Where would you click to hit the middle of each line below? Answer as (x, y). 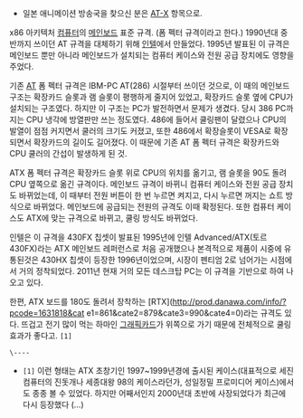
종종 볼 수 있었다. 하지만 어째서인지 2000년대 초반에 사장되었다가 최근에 (159, 393)
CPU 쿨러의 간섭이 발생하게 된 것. (68, 153)
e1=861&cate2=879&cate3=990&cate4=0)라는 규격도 (185, 313)
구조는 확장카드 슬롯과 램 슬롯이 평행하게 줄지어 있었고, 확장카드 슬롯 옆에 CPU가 (151, 97)
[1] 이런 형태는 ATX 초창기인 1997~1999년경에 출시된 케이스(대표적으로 (150, 370)
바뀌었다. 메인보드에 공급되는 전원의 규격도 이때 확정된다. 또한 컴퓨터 (154, 207)
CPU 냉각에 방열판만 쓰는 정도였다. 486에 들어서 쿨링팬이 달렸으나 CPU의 (156, 119)
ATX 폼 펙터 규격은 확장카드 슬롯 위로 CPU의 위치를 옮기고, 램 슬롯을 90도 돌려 (148, 173)
